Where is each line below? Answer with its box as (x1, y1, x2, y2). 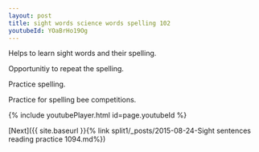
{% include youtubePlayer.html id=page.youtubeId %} (8, 110, 187, 120)
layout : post (8, 11, 52, 20)
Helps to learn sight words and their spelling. (8, 49, 157, 58)
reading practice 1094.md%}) (8, 134, 106, 144)
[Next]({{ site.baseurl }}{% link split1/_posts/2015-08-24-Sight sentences (8, 126, 252, 136)
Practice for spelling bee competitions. (8, 95, 137, 105)
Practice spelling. (8, 79, 66, 89)
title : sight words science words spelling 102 (8, 19, 171, 27)
